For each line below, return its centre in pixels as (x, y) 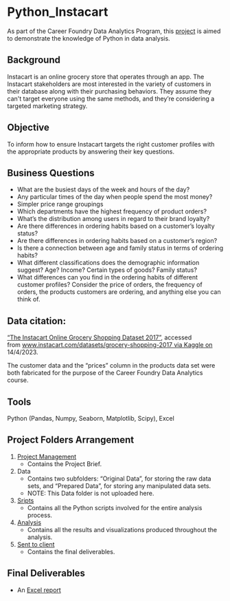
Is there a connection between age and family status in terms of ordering (120, 248)
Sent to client (36, 544)
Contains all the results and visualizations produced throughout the (122, 529)
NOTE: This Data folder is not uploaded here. (91, 493)
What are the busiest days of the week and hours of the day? (103, 189)
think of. (28, 299)
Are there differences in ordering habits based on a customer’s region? (117, 241)
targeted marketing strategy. (47, 106)
